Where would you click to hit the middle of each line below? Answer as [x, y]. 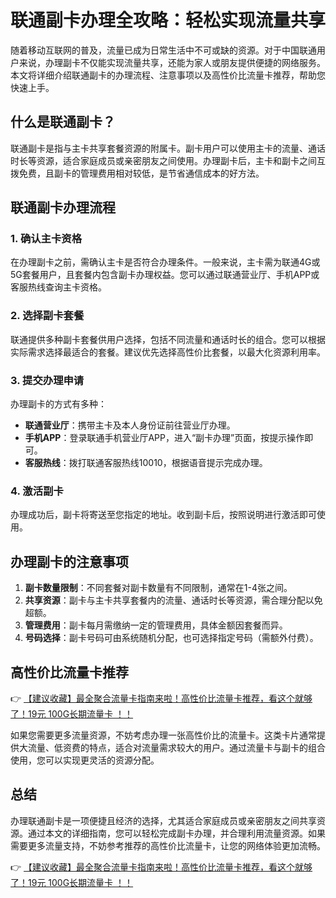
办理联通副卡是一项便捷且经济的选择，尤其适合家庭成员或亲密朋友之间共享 [163, 820]
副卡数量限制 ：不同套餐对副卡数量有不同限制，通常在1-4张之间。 [158, 588]
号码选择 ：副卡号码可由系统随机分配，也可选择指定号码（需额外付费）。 [171, 638]
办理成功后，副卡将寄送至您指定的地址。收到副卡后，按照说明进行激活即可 [163, 515]
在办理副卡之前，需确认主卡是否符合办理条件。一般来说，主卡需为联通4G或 [165, 262]
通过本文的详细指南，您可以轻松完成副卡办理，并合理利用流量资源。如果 [176, 833]
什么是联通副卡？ [63, 122]
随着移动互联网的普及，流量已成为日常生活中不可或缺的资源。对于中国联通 [163, 50]
